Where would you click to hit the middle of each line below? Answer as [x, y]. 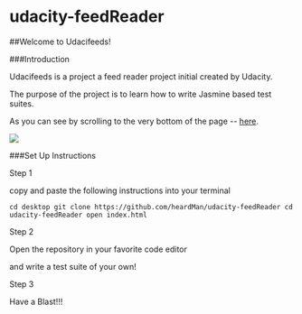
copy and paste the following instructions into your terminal [120, 190]
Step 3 [22, 284]
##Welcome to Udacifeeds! [60, 42]
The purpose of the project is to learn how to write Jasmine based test [141, 94]
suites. [22, 103]
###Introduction [40, 59]
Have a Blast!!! [36, 301]
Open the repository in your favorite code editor [99, 249]
